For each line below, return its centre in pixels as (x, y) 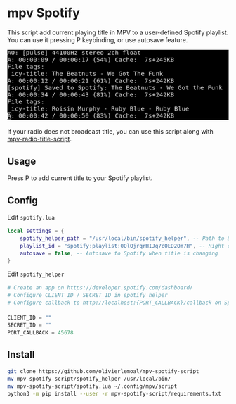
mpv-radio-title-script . (40, 139)
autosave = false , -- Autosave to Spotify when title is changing (119, 253)
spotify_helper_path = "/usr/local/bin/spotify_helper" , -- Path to (122, 238)
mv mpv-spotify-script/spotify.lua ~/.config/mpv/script (92, 386)
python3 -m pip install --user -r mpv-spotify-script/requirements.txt (114, 393)
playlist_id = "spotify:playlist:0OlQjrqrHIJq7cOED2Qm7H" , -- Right (122, 246)
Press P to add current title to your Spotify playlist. (80, 178)
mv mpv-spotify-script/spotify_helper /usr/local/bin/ (89, 379)
